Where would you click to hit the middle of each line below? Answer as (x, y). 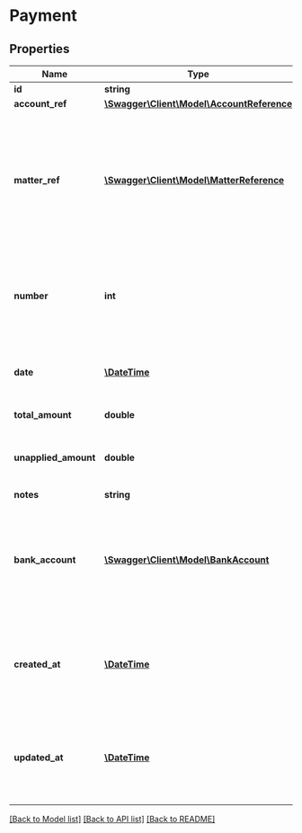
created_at (37, 664)
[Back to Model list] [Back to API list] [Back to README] (112, 819)
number (31, 296)
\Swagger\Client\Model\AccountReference (199, 104)
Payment (44, 16)
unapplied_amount (55, 457)
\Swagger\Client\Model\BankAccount (187, 560)
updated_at (39, 758)
